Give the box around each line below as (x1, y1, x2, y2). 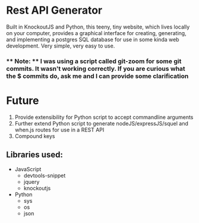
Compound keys (14, 132, 55, 140)
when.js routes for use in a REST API (14, 126, 105, 133)
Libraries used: (6, 150, 64, 160)
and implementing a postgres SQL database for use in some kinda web (6, 36, 179, 43)
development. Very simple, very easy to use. (6, 42, 115, 49)
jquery (23, 178, 40, 185)
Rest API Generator (6, 4, 103, 17)
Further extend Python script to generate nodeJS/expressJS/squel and (14, 120, 189, 127)
